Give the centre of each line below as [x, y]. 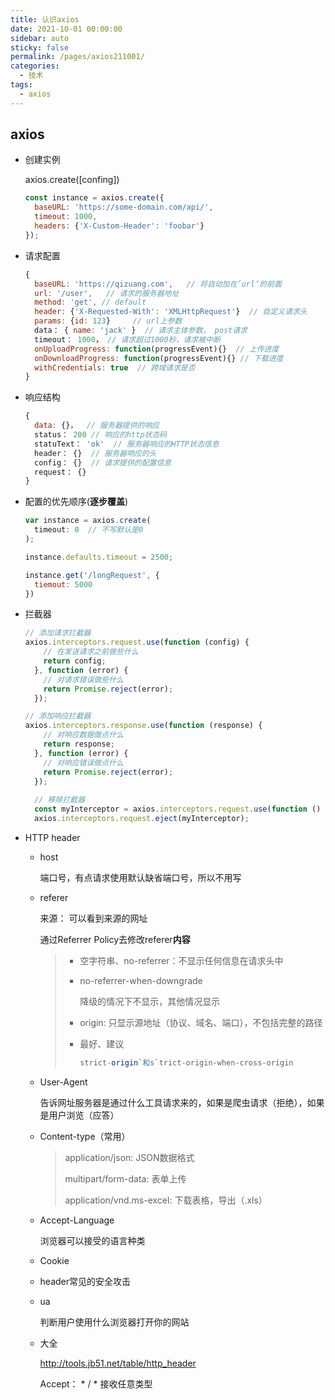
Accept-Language [77, 1220]
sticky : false [40, 47]
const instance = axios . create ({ [94, 198]
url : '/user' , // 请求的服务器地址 [107, 293]
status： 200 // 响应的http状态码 [101, 435]
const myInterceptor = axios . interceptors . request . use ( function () [178, 809]
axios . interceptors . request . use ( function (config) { [137, 642]
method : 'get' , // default [90, 302]
